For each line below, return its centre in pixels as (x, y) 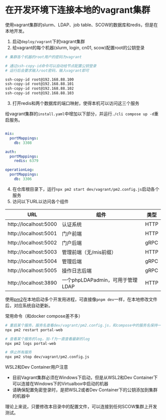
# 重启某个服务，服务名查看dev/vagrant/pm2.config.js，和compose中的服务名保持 (82, 325)
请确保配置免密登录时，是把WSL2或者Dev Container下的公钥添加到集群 (85, 390)
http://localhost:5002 (32, 243)
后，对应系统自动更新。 (29, 305)
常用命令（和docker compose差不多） (44, 316)
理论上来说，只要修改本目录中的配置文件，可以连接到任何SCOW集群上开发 (81, 407)
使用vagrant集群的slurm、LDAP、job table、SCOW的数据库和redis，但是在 (82, 25)
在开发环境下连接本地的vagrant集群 (78, 10)
